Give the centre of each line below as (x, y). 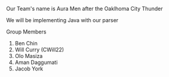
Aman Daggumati (36, 62)
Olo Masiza (29, 56)
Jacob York (29, 69)
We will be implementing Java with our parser (62, 20)
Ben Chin (26, 43)
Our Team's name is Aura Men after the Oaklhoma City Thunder (84, 9)
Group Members (26, 32)
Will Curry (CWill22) (39, 50)
